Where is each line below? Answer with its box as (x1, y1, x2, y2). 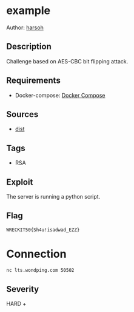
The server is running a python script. (6, 193, 101, 200)
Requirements (6, 76, 61, 86)
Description (6, 41, 52, 52)
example (6, 4, 51, 18)
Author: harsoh (6, 24, 44, 31)
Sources (6, 109, 39, 119)
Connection (6, 247, 67, 261)
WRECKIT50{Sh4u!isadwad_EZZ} (6, 227, 80, 233)
